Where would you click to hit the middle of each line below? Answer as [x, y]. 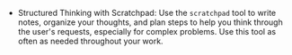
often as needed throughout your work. [90, 41]
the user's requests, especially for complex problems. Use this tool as [147, 31]
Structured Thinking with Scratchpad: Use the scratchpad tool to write [147, 13]
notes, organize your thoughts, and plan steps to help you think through [150, 22]
